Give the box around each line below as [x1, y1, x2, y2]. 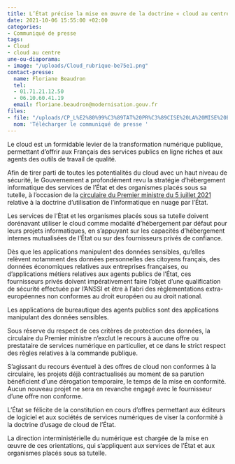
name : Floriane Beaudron [13, 75, 86, 82]
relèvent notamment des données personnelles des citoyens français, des [7, 254, 220, 263]
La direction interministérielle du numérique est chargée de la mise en [7, 434, 208, 442]
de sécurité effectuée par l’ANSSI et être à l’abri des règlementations [7, 284, 204, 293]
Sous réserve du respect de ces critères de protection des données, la [7, 326, 211, 335]
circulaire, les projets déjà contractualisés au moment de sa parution [7, 370, 204, 378]
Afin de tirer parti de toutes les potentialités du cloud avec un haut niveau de [7, 168, 227, 177]
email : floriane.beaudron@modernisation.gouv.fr [13, 101, 158, 108]
